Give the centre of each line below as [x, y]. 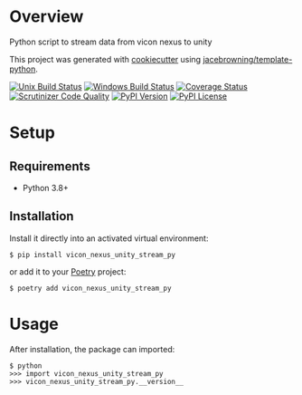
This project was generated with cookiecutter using [105, 59]
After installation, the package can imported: [92, 349]
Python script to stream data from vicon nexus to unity [111, 42]
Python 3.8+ [46, 188]
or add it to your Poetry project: [68, 271]
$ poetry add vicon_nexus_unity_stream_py [90, 288]
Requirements [50, 166]
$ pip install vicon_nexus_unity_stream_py [93, 255]
